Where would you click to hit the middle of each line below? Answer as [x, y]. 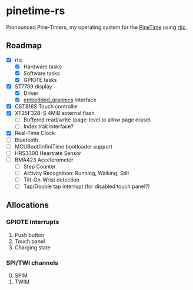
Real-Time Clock [35, 133]
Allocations [27, 205]
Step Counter [39, 166]
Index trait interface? [49, 126]
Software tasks [41, 73]
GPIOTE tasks [40, 80]
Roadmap [24, 46]
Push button [29, 235]
